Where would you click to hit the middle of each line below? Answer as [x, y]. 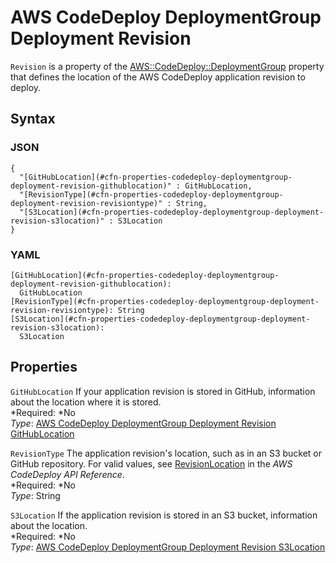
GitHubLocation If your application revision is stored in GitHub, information [163, 391]
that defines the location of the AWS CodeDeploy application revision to [158, 77]
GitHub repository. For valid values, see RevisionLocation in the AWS [151, 463]
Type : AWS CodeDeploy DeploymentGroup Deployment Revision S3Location [168, 547]
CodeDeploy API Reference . [67, 474]
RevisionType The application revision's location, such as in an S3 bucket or [166, 453]
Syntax [33, 119]
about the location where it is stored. [86, 402]
